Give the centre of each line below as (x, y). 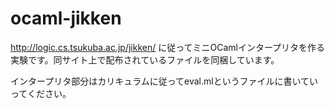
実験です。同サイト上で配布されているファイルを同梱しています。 (145, 59)
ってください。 (41, 93)
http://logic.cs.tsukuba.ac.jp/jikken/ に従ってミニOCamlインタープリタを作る (168, 47)
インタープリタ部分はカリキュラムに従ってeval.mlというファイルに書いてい (164, 81)
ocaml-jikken (66, 18)
